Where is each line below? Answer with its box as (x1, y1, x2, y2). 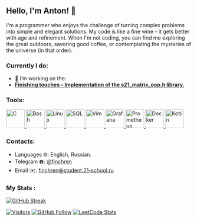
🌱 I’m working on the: (14, 75, 67, 82)
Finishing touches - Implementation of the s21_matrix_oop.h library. (14, 81, 185, 89)
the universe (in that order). (6, 47, 73, 54)
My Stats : (6, 184, 36, 192)
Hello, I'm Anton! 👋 (6, 6, 76, 16)
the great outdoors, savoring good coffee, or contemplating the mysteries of (6, 40, 192, 47)
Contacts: (6, 137, 35, 145)
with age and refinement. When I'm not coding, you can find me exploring (6, 34, 185, 41)
